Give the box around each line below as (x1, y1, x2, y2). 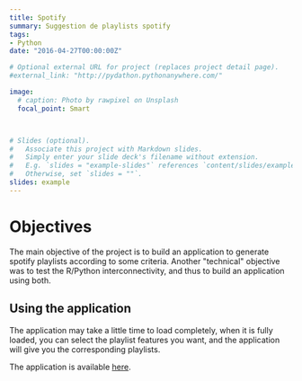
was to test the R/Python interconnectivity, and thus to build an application (9, 265, 285, 276)
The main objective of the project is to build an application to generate (9, 246, 270, 257)
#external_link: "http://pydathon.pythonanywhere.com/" (9, 71, 223, 81)
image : (9, 87, 34, 96)
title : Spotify (9, 13, 67, 22)
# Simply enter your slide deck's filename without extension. (9, 153, 259, 162)
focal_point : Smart (17, 104, 91, 113)
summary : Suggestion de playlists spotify (9, 22, 171, 31)
